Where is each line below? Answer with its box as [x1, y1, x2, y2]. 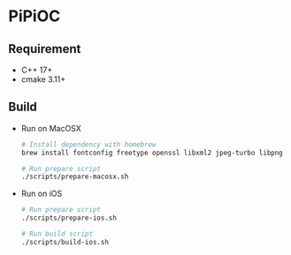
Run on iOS [20, 188, 63, 199]
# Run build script [20, 229, 94, 239]
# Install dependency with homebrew [20, 139, 157, 149]
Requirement [8, 41, 81, 56]
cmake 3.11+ [20, 74, 66, 85]
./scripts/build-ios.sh [20, 237, 110, 246]
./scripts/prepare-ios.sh [20, 214, 117, 222]
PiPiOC [8, 6, 61, 26]
